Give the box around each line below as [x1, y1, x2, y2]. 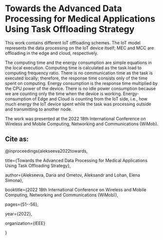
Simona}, [5, 177, 23, 183]
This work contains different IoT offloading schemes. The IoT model [5, 40, 141, 45]
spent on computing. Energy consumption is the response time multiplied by [5, 80, 158, 86]
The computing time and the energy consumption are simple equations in [5, 60, 152, 65]
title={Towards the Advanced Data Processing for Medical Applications [5, 157, 147, 163]
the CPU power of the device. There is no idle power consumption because [5, 85, 156, 91]
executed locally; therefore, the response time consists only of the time [5, 75, 147, 81]
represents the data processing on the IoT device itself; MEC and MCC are [5, 45, 154, 51]
